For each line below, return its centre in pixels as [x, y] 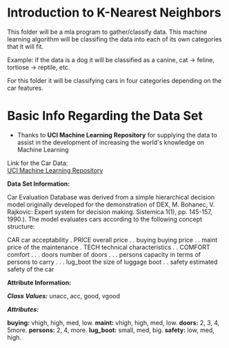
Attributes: [23, 309]
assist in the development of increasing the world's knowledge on [111, 142]
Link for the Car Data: [38, 163]
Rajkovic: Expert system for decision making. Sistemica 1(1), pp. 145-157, [110, 211]
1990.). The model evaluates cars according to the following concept [104, 219]
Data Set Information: [39, 184]
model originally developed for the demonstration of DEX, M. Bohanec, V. [111, 204]
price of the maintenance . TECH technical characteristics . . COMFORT [109, 247]
